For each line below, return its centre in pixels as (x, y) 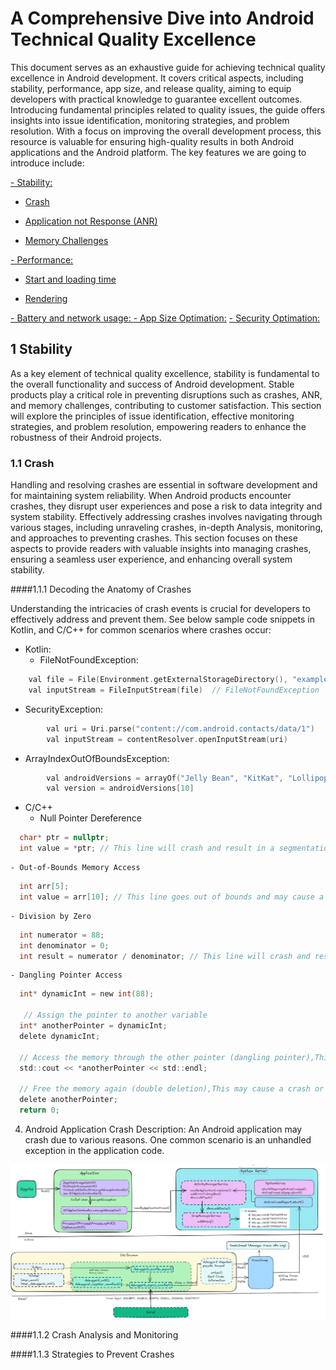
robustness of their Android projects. (86, 437)
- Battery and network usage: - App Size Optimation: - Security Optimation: (165, 318)
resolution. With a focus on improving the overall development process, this (166, 131)
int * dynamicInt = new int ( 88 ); (87, 994)
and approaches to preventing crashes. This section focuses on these (154, 538)
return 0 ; (39, 1110)
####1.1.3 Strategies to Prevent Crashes (92, 1354)
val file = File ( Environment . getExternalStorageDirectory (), (158, 680)
